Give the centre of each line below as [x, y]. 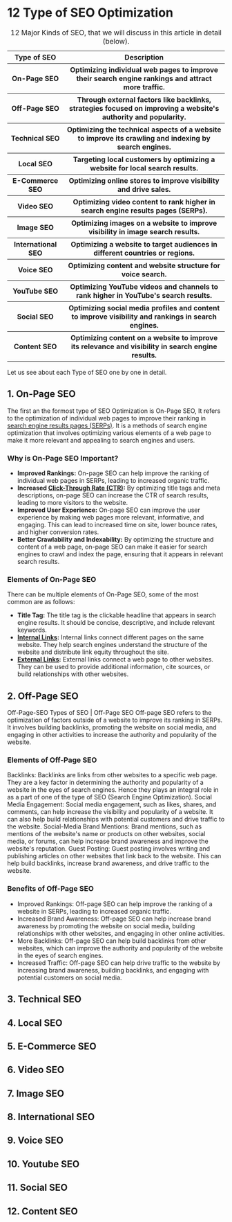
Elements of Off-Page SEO [52, 760]
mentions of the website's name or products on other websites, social [106, 834]
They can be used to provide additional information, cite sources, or [114, 667]
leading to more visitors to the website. [72, 503]
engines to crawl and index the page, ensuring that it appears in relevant [120, 554]
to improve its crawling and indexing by [144, 138]
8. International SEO [51, 1117]
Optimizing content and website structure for [144, 265]
